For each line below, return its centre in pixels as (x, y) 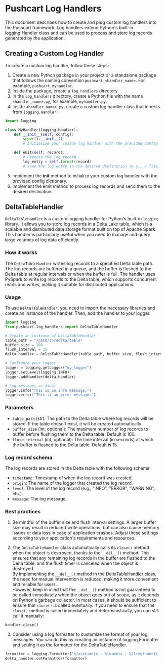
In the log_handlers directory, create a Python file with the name (78, 96)
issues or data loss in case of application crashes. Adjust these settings (85, 533)
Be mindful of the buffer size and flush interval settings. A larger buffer (84, 522)
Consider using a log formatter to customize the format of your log (80, 634)
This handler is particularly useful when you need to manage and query (78, 235)
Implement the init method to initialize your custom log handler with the (85, 175)
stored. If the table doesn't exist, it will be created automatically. (77, 423)
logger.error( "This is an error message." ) (51, 395)
